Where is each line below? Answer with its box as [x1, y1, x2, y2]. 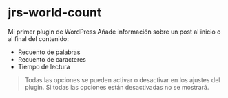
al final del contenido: [8, 34, 70, 42]
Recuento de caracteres [17, 55, 87, 63]
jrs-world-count [8, 5, 102, 21]
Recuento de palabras [17, 48, 81, 56]
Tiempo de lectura [17, 62, 70, 71]
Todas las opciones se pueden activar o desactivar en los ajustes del [24, 75, 220, 84]
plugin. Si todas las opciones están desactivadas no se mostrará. [24, 83, 209, 91]
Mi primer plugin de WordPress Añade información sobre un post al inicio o [8, 27, 221, 36]
